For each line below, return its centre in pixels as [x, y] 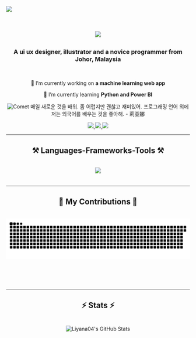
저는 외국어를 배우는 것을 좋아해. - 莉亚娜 [98, 114]
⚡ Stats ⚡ [98, 305]
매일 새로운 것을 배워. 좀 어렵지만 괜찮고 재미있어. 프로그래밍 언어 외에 [109, 107]
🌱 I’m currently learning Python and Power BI [98, 95]
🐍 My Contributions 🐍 [98, 202]
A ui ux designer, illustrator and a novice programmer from [98, 52]
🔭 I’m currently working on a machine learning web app [98, 83]
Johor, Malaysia [98, 59]
